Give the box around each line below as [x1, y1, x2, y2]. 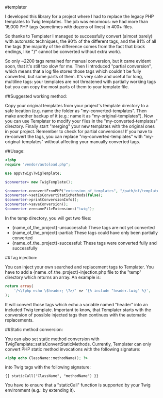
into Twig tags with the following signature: [5, 364, 91, 370]
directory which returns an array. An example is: [5, 274, 101, 280]
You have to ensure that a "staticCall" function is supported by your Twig [5, 382, 151, 388]
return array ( [5, 283, 34, 288]
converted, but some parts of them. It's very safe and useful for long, [5, 74, 143, 79]
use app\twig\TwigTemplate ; [5, 171, 62, 176]
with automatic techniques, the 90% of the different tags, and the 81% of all [5, 38, 156, 44]
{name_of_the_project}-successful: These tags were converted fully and [12, 240, 157, 246]
